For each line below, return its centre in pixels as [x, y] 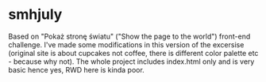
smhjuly [35, 15]
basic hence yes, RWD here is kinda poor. [76, 69]
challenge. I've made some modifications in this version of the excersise [126, 44]
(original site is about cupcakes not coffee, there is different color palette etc [133, 53]
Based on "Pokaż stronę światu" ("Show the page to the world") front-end [129, 36]
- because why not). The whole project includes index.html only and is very [131, 61]
